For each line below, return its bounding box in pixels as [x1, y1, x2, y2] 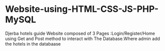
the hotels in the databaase [5, 41, 61, 47]
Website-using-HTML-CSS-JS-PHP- [5, 3, 159, 15]
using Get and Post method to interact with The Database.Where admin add [5, 36, 161, 42]
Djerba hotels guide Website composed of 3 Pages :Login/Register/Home [5, 30, 156, 36]
